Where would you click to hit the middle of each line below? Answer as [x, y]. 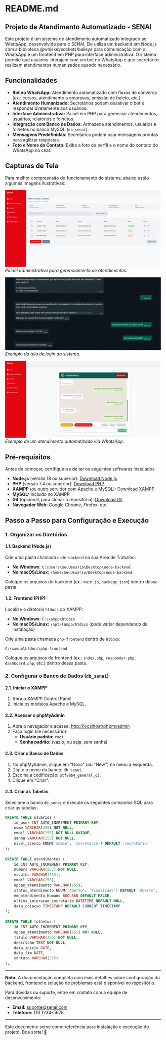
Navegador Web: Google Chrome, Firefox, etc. [60, 505]
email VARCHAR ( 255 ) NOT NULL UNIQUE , [53, 833]
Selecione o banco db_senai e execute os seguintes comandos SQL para [79, 803]
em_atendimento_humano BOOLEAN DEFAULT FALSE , [63, 896]
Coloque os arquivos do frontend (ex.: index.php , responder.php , [70, 658]
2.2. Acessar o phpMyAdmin [35, 715]
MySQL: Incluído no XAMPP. [41, 494]
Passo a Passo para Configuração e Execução [77, 520]
